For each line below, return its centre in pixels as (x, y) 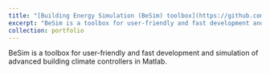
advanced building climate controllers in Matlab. (88, 61)
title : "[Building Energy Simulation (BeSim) (86, 16)
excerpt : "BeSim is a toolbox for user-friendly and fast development (129, 23)
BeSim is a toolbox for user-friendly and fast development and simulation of (133, 53)
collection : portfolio (46, 30)
